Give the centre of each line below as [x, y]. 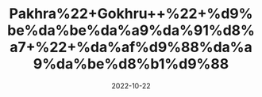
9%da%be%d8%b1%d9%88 [131, 64]
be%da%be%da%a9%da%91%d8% [131, 30]
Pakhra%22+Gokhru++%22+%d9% [131, 14]
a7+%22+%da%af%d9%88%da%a [131, 47]
